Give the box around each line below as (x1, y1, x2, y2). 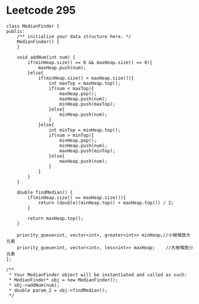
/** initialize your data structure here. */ (17, 33, 132, 39)
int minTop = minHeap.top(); (48, 127, 121, 133)
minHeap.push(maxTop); (59, 101, 116, 107)
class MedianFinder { (6, 23, 60, 29)
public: (6, 28, 26, 34)
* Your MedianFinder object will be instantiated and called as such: (8, 271, 187, 278)
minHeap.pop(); (59, 137, 97, 143)
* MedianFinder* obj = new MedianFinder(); (8, 277, 118, 283)
